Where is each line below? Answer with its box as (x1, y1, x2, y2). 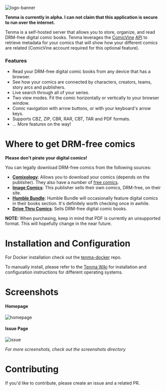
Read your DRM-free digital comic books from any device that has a (12, 68, 151, 74)
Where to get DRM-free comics (5, 139, 135, 150)
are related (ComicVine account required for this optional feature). (5, 45, 139, 51)
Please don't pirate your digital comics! (5, 155, 87, 161)
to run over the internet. (5, 20, 55, 25)
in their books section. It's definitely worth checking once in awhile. (12, 201, 150, 207)
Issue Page (5, 326, 29, 332)
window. (12, 100, 30, 106)
